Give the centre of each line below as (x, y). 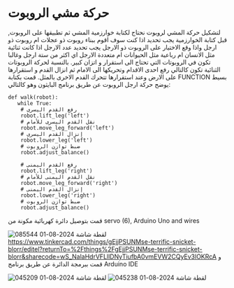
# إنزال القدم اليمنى (52, 189)
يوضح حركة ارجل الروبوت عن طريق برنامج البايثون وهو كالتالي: (89, 84)
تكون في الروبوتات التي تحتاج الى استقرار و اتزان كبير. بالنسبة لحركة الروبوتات (109, 62)
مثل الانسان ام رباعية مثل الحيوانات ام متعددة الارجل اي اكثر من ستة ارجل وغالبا (111, 55)
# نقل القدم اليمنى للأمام (58, 177)
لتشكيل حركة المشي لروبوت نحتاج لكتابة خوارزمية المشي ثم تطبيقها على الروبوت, (114, 32)
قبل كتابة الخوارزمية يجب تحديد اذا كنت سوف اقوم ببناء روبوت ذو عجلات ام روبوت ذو (118, 39)
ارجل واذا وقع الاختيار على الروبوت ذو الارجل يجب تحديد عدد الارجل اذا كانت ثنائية (112, 47)
